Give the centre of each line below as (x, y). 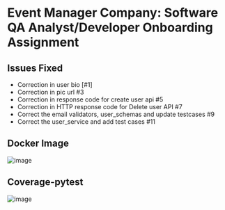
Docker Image (38, 144)
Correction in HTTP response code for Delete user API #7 (100, 107)
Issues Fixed (35, 68)
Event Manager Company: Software (113, 13)
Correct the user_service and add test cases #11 (86, 122)
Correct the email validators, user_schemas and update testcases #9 (116, 114)
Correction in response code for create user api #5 (90, 99)
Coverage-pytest (45, 182)
